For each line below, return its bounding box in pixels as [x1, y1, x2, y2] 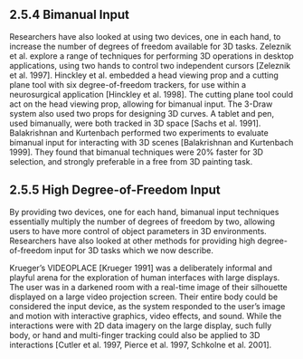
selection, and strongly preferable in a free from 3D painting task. [9, 156, 253, 166]
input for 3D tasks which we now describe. [53, 244, 214, 256]
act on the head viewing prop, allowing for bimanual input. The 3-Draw [9, 99, 273, 109]
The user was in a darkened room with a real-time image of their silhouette [9, 281, 288, 292]
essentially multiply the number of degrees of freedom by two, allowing [9, 216, 276, 227]
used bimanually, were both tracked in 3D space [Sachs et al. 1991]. [9, 118, 261, 128]
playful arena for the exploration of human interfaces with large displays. [9, 271, 280, 283]
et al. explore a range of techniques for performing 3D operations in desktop [9, 50, 294, 61]
